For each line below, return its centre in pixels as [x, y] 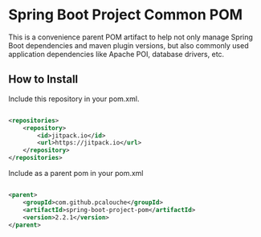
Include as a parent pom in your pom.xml [76, 173]
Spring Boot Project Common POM [126, 15]
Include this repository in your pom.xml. [74, 99]
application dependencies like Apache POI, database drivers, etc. [116, 54]
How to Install [43, 79]
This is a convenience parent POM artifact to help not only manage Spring [130, 37]
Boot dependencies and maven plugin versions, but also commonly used [128, 45]
